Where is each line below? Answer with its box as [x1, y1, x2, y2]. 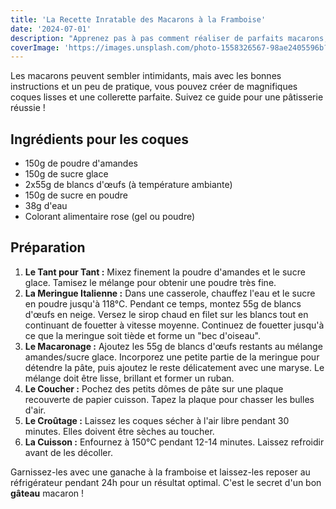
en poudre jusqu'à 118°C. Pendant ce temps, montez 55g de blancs [24, 297, 302, 310]
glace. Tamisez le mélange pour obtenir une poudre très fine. [24, 276, 277, 288]
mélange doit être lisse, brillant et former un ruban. [24, 372, 235, 384]
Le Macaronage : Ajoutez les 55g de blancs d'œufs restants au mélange [24, 340, 323, 352]
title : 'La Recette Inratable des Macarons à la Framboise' [10, 14, 267, 25]
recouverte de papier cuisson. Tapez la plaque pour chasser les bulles [24, 393, 315, 405]
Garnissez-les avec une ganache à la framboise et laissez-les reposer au [10, 466, 311, 478]
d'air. [24, 404, 47, 416]
